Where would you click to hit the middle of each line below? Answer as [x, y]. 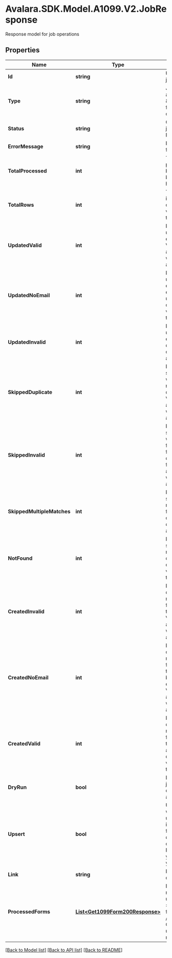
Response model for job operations [42, 34]
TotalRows [21, 205]
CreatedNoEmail [28, 677]
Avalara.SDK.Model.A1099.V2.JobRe [86, 9]
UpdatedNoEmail [29, 295]
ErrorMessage [26, 146]
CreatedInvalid [26, 611]
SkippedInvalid [26, 455]
